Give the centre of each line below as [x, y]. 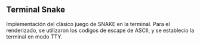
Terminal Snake [36, 10]
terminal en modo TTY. [34, 36]
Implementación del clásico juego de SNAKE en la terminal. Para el [88, 24]
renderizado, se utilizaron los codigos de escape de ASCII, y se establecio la [100, 30]
